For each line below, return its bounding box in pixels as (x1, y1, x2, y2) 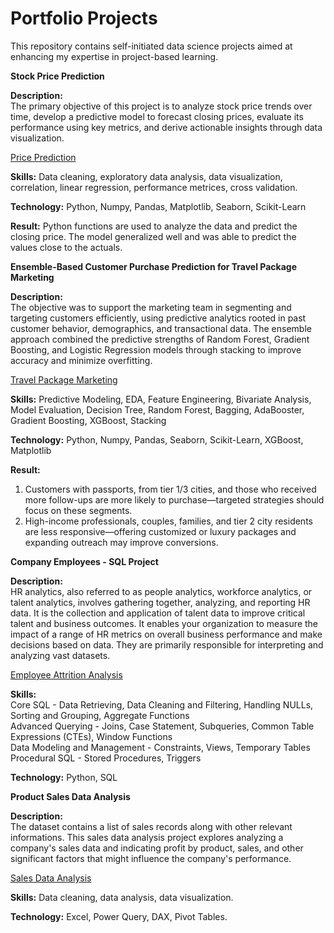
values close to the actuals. (10, 241, 123, 253)
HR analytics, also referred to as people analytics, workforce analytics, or (10, 585, 313, 597)
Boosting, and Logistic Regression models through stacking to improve (10, 343, 302, 356)
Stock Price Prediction (10, 70, 105, 82)
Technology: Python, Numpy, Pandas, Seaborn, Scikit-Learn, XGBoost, (10, 433, 304, 446)
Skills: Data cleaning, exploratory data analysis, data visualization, (10, 170, 283, 182)
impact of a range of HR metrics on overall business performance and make (10, 628, 323, 640)
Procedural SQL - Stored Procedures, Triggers (10, 752, 202, 764)
